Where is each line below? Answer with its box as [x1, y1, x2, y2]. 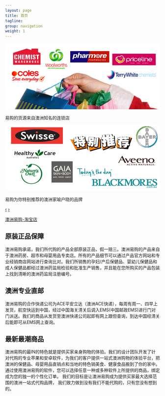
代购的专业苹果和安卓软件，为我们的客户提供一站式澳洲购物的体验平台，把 [9, 355, 160, 361]
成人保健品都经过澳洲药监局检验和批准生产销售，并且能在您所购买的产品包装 [5, 264, 160, 270]
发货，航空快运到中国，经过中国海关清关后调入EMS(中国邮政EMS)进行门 [5, 307, 152, 313]
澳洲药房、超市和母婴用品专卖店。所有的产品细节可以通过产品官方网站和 [9, 252, 156, 258]
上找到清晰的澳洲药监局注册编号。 [5, 271, 74, 277]
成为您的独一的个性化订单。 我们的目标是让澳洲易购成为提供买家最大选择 [5, 373, 153, 379]
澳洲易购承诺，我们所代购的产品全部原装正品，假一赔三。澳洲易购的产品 [5, 246, 151, 252]
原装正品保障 [5, 232, 44, 241]
